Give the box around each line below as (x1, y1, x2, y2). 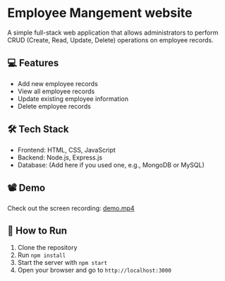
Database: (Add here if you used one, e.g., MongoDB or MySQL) (17, 160, 205, 169)
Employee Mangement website (7, 5, 193, 21)
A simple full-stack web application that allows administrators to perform (7, 28, 219, 37)
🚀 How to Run (7, 225, 68, 237)
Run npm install (17, 251, 66, 259)
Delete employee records (17, 102, 92, 110)
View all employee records (17, 87, 95, 95)
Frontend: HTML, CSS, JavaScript (17, 145, 116, 154)
